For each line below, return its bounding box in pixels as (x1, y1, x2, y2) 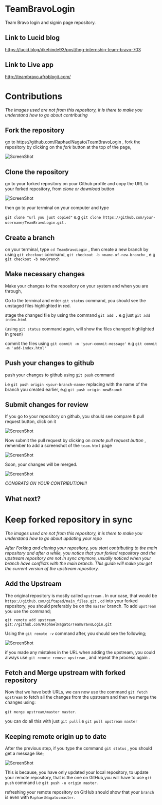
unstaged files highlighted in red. (5, 303, 71, 308)
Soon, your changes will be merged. (5, 461, 78, 467)
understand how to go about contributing (5, 112, 88, 118)
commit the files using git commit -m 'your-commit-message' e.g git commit (5, 340, 157, 346)
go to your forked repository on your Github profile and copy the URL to (5, 181, 148, 187)
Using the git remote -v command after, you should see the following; (5, 630, 147, 636)
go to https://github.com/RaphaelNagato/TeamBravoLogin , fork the (5, 139, 141, 145)
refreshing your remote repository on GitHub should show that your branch (5, 789, 154, 795)
